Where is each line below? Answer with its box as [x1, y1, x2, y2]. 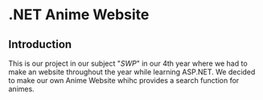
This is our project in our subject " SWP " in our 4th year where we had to [8, 58, 248, 68]
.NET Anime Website [8, 6, 150, 24]
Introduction [8, 38, 72, 51]
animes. [8, 84, 35, 94]
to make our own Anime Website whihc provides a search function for [8, 76, 240, 85]
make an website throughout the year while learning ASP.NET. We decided [8, 67, 256, 77]
